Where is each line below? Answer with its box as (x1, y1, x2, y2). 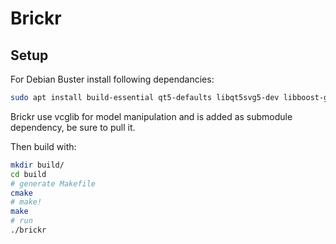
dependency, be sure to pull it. (10, 121, 136, 133)
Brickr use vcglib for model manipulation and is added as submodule (10, 110, 293, 122)
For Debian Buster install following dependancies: (10, 73, 215, 85)
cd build (10, 169, 47, 179)
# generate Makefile (10, 178, 97, 189)
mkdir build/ (10, 160, 65, 170)
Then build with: (10, 140, 77, 152)
